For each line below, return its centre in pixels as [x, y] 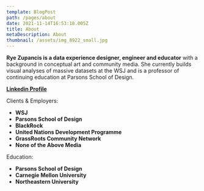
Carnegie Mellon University [51, 175]
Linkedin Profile [27, 89]
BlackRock [29, 125]
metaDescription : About [37, 35]
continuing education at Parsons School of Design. [70, 77]
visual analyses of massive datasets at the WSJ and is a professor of [93, 70]
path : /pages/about [31, 18]
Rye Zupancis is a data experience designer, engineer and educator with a [102, 58]
